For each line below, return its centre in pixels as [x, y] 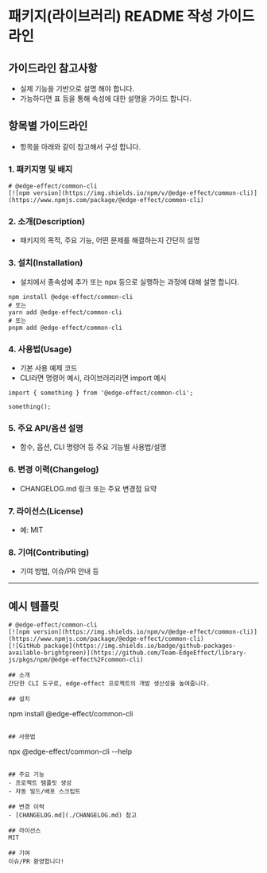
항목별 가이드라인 [48, 126]
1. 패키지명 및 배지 [41, 169]
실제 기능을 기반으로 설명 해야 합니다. [77, 89]
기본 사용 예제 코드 [48, 368]
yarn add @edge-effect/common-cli [66, 312]
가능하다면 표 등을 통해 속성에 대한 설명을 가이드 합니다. [106, 99]
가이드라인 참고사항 [53, 68]
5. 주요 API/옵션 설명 [46, 428]
